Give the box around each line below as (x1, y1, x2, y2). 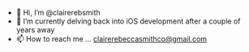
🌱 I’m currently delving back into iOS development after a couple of (15, 16, 241, 26)
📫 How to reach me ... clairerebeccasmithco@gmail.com (15, 34, 208, 44)
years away (15, 25, 55, 34)
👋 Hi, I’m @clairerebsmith (15, 8, 101, 17)
